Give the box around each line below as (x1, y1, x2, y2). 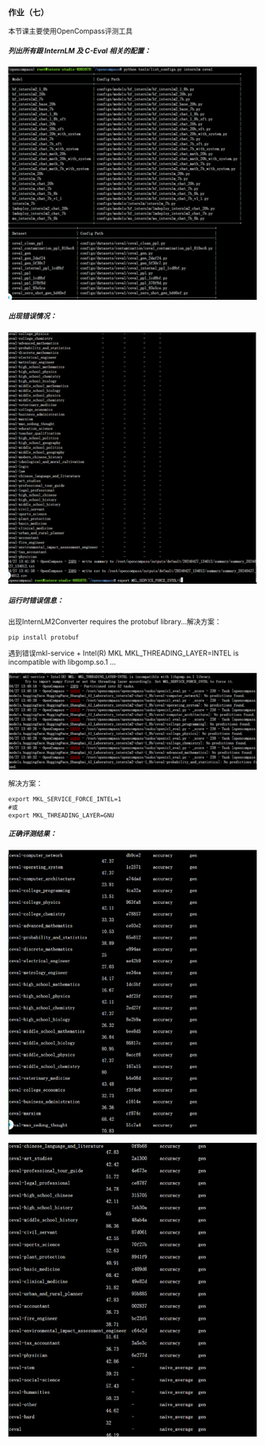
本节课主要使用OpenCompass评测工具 (8, 26, 132, 36)
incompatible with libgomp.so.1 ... (8, 657, 117, 667)
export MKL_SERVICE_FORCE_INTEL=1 (8, 795, 122, 803)
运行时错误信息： (8, 596, 64, 605)
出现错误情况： (8, 312, 57, 321)
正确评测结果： (8, 829, 57, 838)
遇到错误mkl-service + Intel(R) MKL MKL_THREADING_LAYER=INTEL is (8, 648, 239, 658)
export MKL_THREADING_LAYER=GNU (8, 811, 114, 820)
